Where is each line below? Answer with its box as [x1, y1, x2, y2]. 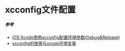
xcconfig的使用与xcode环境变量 [12, 40, 76, 46]
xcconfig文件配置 [5, 4, 76, 15]
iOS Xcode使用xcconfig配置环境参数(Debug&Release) [12, 35, 120, 40]
